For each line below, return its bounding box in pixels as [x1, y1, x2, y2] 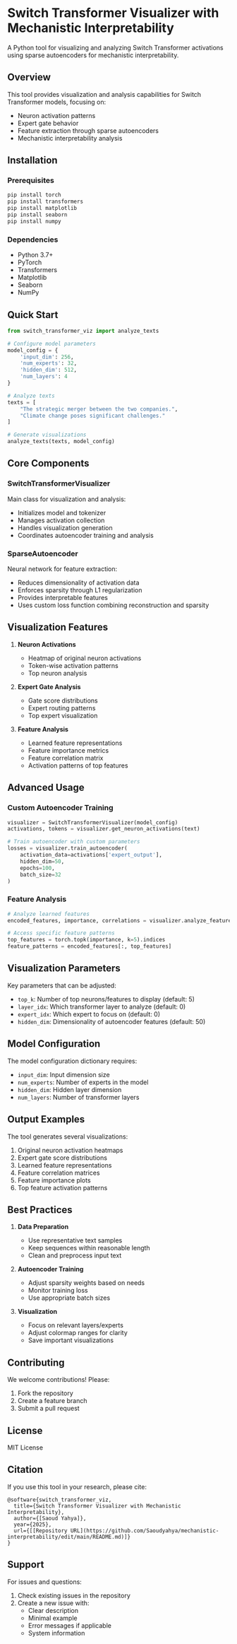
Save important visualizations [28, 1336, 114, 1344]
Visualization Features [7, 621, 109, 633]
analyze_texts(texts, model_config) [7, 438, 115, 445]
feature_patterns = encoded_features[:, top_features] [7, 943, 172, 950]
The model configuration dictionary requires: [7, 1057, 138, 1065]
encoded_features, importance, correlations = [7, 917, 147, 924]
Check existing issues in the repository [17, 1591, 130, 1599]
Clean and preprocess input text [28, 1251, 122, 1260]
